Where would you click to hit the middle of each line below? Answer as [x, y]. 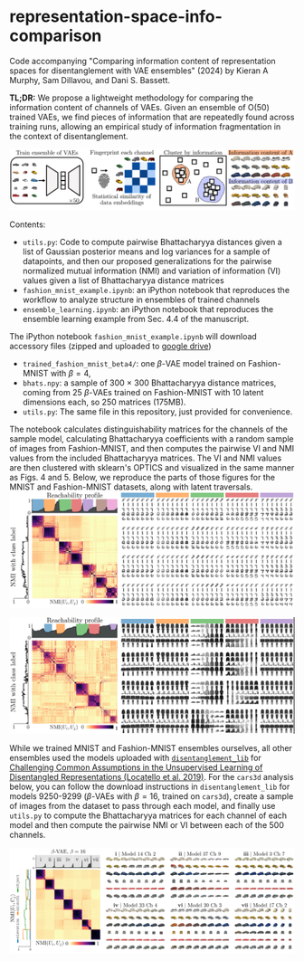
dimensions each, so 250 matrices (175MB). [104, 402]
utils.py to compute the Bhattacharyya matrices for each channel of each [148, 815]
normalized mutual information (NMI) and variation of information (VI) [152, 271]
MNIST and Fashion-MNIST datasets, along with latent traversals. [131, 487]
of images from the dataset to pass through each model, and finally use [142, 805]
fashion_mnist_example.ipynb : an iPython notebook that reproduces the [156, 290]
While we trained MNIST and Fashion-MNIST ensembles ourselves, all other [151, 747]
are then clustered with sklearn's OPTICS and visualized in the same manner [152, 467]
